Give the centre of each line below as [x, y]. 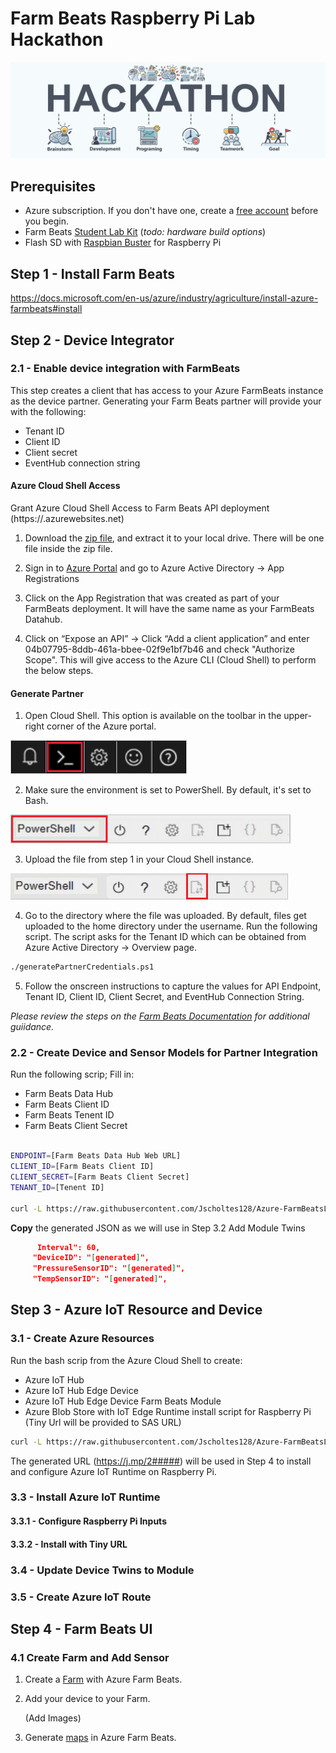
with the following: [48, 411]
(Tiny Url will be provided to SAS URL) [103, 1422]
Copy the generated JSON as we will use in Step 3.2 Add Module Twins [158, 1228]
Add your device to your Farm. [87, 1699]
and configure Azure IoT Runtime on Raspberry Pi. [113, 1471]
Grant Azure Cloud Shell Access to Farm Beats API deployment [140, 508]
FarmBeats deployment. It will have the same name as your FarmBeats [169, 608]
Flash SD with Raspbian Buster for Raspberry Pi [123, 243]
